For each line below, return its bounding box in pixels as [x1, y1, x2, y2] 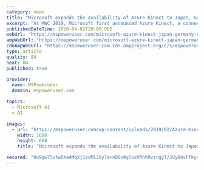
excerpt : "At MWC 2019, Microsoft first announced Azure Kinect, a [6, 20, 181, 26]
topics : [6, 98, 26, 105]
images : [6, 121, 26, 127]
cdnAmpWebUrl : [6, 43, 42, 49]
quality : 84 [6, 54, 36, 60]
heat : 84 [6, 59, 29, 66]
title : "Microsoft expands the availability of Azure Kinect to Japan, [6, 15, 191, 21]
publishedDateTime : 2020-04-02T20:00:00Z [6, 25, 113, 32]
